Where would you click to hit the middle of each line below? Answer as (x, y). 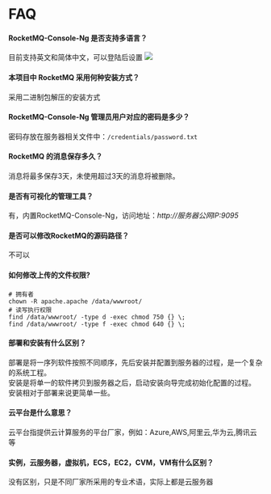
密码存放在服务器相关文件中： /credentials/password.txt (103, 136)
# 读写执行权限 (30, 310)
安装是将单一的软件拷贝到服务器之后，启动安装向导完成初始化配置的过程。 (132, 382)
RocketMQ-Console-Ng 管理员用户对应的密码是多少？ (99, 117)
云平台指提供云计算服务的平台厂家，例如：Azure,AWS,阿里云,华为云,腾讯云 (133, 433)
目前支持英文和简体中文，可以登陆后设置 (75, 57)
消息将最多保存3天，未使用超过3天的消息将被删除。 (94, 176)
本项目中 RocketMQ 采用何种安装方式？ (74, 77)
